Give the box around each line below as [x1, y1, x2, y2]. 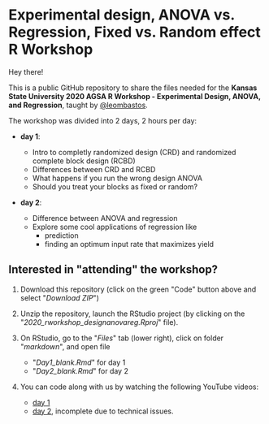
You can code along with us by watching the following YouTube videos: [20, 382, 258, 392]
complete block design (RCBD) [32, 156, 136, 166]
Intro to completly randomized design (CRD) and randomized [32, 147, 236, 157]
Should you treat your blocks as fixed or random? [32, 181, 197, 192]
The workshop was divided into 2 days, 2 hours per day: [8, 115, 197, 125]
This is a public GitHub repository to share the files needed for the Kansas [8, 83, 258, 93]
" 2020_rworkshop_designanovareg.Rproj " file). [20, 317, 179, 327]
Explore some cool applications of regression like [32, 222, 197, 231]
